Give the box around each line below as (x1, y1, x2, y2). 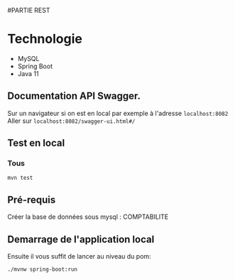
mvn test (7, 174, 33, 182)
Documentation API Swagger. (7, 90, 141, 102)
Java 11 (17, 69, 39, 77)
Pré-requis (7, 193, 56, 205)
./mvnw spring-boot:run (7, 266, 78, 273)
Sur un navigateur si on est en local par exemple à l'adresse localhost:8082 (7, 109, 229, 117)
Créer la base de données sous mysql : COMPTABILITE (7, 212, 169, 221)
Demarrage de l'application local (7, 233, 155, 245)
